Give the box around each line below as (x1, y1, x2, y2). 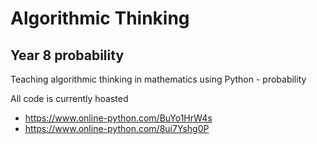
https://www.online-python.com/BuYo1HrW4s (24, 112, 213, 124)
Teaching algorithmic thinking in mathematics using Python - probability (10, 73, 307, 85)
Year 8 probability (10, 47, 125, 64)
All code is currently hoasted (10, 93, 129, 104)
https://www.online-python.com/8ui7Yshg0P (24, 123, 210, 134)
